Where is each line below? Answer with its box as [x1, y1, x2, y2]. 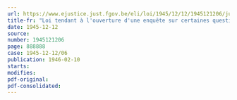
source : [7, 30, 30, 37]
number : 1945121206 [7, 37, 65, 44]
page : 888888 [7, 43, 46, 50]
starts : [7, 63, 30, 70]
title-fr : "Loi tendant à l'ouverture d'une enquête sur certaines [7, 17, 210, 24]
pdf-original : [7, 75, 49, 83]
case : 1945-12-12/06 [7, 50, 68, 57]
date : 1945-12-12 [7, 23, 59, 30]
